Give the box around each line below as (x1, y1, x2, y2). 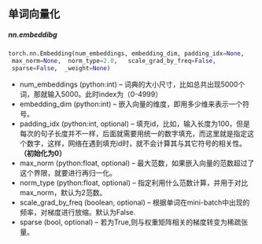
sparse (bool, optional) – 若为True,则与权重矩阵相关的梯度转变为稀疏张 (19, 217, 249, 227)
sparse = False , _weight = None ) (11, 65, 111, 72)
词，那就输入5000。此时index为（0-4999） (19, 89, 163, 98)
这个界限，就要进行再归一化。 (19, 168, 116, 177)
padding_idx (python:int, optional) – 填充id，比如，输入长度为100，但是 (19, 119, 250, 128)
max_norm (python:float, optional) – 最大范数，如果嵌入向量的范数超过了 (19, 158, 255, 168)
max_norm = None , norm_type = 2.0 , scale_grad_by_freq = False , (11, 57, 216, 65)
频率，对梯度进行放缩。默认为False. (19, 207, 136, 216)
